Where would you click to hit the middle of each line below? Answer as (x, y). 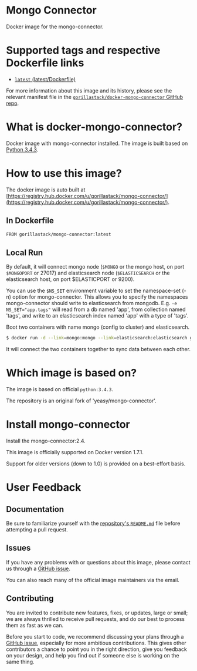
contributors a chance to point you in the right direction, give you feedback (97, 649)
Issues (18, 548)
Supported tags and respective (83, 50)
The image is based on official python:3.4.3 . (60, 389)
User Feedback (44, 487)
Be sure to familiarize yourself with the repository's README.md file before (93, 523)
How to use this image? (64, 173)
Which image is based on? (72, 373)
